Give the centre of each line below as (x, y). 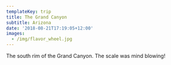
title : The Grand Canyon (37, 17)
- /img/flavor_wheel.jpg (42, 39)
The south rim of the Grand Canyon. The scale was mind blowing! (86, 56)
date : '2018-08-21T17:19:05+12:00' (50, 28)
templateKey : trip (29, 12)
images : (16, 34)
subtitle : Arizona (29, 22)
